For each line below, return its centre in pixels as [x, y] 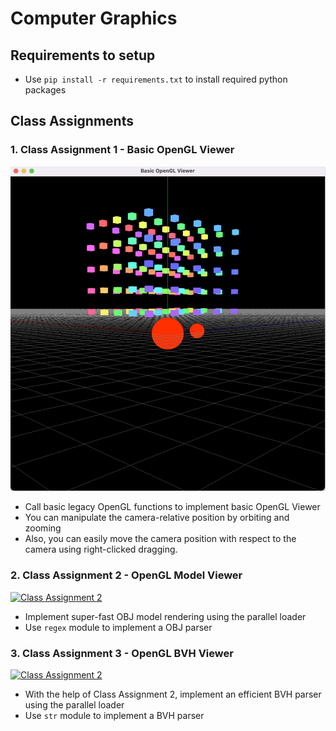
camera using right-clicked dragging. [101, 549]
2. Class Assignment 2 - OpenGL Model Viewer [126, 575]
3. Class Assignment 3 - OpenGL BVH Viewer [122, 653]
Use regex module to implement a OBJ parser [118, 627]
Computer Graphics [94, 18]
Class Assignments [72, 121]
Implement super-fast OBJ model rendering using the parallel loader [165, 616]
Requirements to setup [83, 55]
